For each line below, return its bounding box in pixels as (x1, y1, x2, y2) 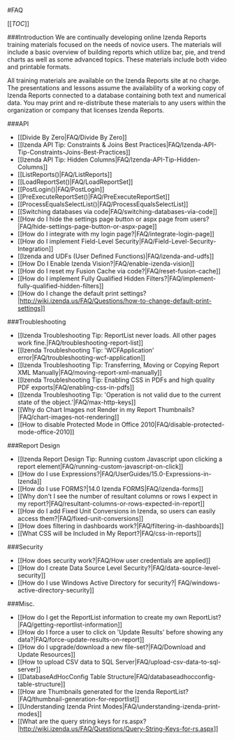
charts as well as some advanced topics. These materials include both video (7, 55, 227, 64)
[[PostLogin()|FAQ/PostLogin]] (17, 185, 105, 193)
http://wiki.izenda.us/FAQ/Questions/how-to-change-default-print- (20, 297, 212, 305)
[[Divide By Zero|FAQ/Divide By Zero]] (17, 133, 127, 141)
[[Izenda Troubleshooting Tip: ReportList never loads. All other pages (17, 332, 217, 339)
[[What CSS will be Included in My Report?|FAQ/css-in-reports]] (17, 529, 202, 537)
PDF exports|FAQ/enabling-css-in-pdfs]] (17, 383, 135, 391)
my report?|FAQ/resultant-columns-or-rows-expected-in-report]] (17, 499, 205, 508)
